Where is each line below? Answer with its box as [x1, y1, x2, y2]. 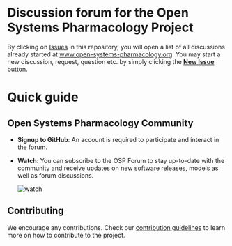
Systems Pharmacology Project [7, 20, 194, 36]
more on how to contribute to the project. [7, 231, 125, 239]
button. [7, 65, 28, 73]
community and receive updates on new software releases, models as [17, 164, 219, 172]
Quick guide [7, 89, 79, 105]
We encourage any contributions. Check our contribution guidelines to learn [7, 223, 225, 231]
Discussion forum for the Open [7, 5, 190, 21]
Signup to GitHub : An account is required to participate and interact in [17, 135, 219, 144]
